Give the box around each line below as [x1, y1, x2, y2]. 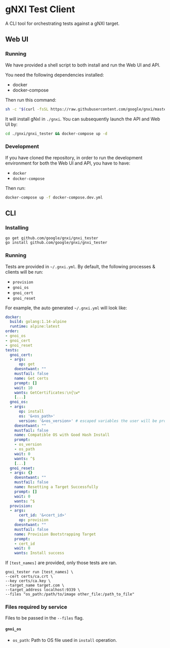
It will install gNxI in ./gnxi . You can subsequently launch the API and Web [5, 116, 160, 122]
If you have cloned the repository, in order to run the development [5, 154, 143, 160]
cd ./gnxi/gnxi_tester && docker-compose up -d [5, 131, 108, 136]
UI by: [5, 121, 18, 127]
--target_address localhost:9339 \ [5, 588, 80, 593]
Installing [5, 224, 29, 231]
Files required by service [5, 603, 67, 610]
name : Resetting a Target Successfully [14, 484, 99, 490]
